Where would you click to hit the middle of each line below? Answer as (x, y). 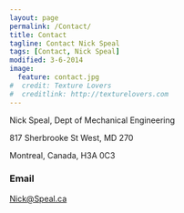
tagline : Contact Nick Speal (65, 43)
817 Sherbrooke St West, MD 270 (72, 137)
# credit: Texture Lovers (61, 86)
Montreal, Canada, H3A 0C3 (62, 155)
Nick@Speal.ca (38, 198)
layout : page (34, 18)
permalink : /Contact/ (51, 26)
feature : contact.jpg (59, 77)
